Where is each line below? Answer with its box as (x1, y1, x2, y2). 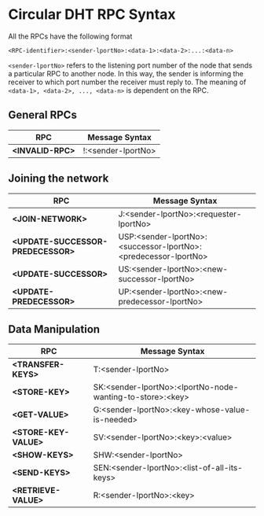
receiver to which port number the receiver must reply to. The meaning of (8, 77, 247, 87)
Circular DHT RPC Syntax (8, 6, 176, 24)
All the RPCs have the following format (8, 31, 133, 41)
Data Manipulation (8, 322, 101, 336)
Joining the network (8, 171, 109, 186)
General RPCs (8, 109, 77, 122)
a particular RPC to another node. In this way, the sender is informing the (8, 68, 244, 78)
